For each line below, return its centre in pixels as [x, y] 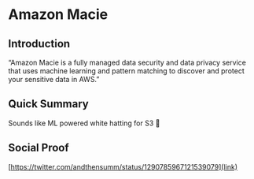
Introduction [39, 44]
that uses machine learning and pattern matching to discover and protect [127, 71]
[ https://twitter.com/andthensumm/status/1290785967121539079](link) [123, 166]
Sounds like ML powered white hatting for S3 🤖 [84, 123]
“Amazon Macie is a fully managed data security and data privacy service [127, 62]
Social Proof [39, 148]
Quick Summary [48, 104]
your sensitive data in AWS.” [54, 79]
